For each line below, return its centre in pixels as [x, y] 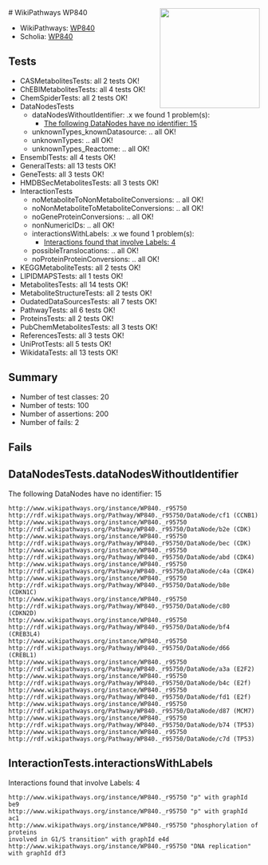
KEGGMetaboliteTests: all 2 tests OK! [80, 268]
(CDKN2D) [23, 613]
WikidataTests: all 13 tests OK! [69, 352]
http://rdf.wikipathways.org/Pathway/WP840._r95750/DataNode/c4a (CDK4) [132, 571]
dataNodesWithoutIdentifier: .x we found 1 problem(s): [120, 114]
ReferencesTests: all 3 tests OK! [72, 335]
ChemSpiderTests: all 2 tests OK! [74, 97]
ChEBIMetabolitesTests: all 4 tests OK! [83, 89]
